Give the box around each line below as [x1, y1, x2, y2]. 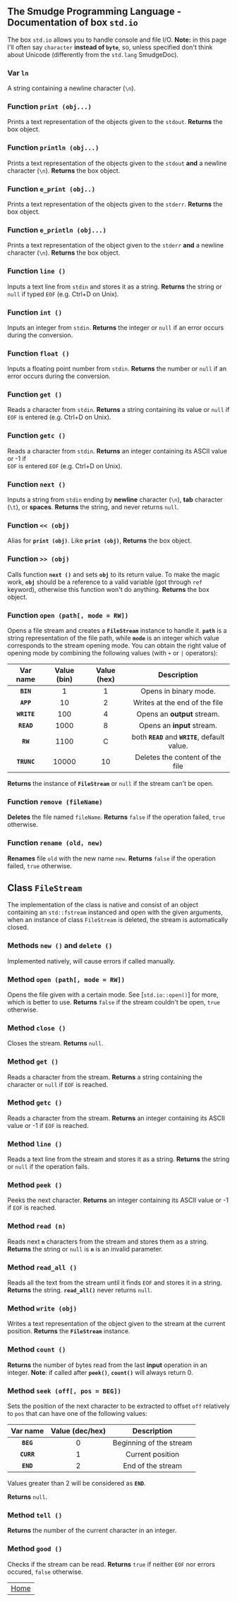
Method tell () [7, 1510, 63, 1519]
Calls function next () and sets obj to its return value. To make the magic [7, 570, 221, 578]
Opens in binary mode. [140, 686, 217, 696]
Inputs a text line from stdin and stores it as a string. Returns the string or [7, 282, 222, 291]
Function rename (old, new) [7, 838, 103, 848]
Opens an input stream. [138, 720, 217, 730]
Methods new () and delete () [7, 941, 113, 951]
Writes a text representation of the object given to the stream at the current [7, 1319, 226, 1328]
